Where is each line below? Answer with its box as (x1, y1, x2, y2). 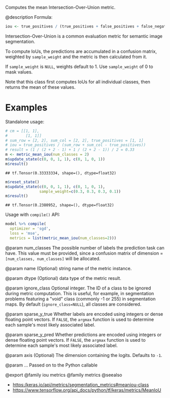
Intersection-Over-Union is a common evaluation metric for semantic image (5, 33, 163, 39)
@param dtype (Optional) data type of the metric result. (5, 275, 121, 281)
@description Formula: (5, 14, 53, 20)
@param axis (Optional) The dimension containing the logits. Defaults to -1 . (5, 352, 162, 358)
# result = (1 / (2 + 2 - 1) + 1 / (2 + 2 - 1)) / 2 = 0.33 (5, 147, 135, 153)
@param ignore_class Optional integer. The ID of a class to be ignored (5, 285, 151, 291)
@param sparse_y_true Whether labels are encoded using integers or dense (5, 311, 163, 317)
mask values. (5, 68, 33, 75)
